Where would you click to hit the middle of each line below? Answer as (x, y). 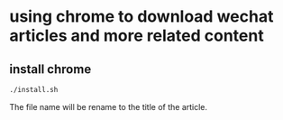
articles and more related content (137, 36)
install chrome (50, 69)
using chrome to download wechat (141, 17)
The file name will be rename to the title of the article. (109, 106)
